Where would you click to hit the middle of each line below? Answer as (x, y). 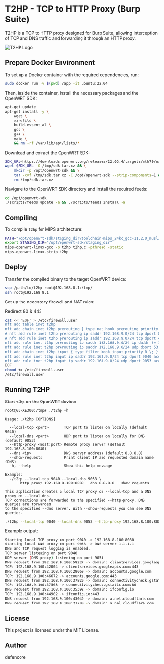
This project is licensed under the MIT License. (52, 630)
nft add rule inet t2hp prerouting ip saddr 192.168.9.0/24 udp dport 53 (82, 347)
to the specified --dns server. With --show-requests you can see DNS (78, 508)
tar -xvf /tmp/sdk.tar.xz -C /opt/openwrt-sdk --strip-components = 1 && (88, 175)
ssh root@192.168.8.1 (27, 292)
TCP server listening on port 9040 (41, 553)
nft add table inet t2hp (30, 325)
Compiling (21, 218)
